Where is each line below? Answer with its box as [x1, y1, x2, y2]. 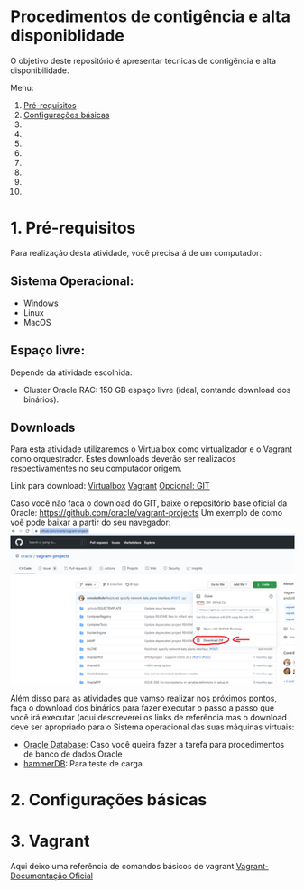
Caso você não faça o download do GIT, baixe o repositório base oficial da [10, 498, 288, 509]
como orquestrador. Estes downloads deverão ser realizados [10, 454, 237, 464]
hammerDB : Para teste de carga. [23, 757, 145, 768]
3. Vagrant [10, 831, 90, 851]
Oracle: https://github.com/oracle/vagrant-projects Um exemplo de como [10, 508, 283, 518]
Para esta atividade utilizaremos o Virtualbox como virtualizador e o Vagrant [10, 444, 292, 454]
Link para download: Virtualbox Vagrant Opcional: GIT [10, 481, 210, 491]
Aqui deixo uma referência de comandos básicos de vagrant [10, 861, 235, 872]
